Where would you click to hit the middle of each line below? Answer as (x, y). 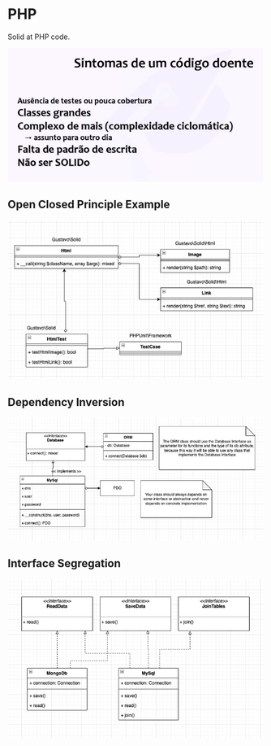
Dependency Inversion (66, 402)
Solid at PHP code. (39, 37)
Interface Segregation (64, 563)
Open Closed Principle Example (89, 205)
